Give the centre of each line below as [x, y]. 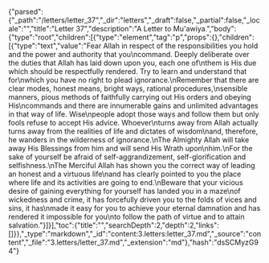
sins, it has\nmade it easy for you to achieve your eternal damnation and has [134, 208]
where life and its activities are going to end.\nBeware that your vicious [126, 183]
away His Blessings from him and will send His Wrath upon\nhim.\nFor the [130, 148]
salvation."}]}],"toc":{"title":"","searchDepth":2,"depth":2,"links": [114, 225]
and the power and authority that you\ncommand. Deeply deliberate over [129, 54]
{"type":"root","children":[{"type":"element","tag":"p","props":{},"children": [131, 37]
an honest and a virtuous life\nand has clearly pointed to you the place [125, 174]
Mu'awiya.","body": [205, 29]
